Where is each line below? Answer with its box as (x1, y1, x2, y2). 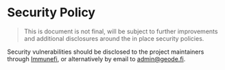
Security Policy (7, 5, 96, 20)
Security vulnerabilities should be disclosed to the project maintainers (7, 48, 204, 56)
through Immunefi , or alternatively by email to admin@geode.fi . (7, 54, 186, 63)
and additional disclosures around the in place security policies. (23, 34, 204, 42)
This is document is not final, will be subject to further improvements (23, 27, 218, 35)
